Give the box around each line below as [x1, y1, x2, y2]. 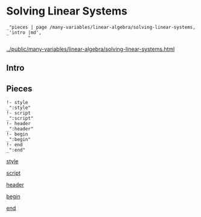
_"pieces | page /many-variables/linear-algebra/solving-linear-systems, [6, 24, 196, 30]
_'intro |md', [6, 29, 42, 36]
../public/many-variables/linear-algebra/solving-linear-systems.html [6, 45, 175, 53]
